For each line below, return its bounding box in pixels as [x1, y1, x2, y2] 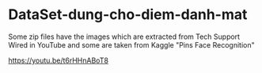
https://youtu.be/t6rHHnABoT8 [8, 56, 109, 65]
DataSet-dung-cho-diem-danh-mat [8, 6, 248, 24]
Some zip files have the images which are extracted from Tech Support [8, 32, 240, 41]
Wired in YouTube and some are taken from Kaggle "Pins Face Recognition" [8, 40, 255, 49]
